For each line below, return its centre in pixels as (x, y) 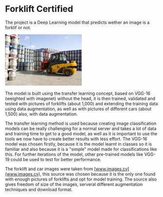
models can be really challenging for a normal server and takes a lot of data (81, 128)
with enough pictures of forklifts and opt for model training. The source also (81, 179)
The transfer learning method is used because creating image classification (81, 123)
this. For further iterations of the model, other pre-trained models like (74, 154)
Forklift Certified (39, 9)
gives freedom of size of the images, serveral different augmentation (74, 184)
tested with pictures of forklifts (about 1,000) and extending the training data (81, 103)
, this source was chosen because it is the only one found (98, 174)
